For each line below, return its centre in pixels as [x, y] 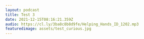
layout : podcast [22, 10]
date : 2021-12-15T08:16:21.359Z [39, 19]
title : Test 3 [20, 15]
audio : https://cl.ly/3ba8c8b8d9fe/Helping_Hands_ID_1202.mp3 [72, 24]
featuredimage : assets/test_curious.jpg [49, 29]
